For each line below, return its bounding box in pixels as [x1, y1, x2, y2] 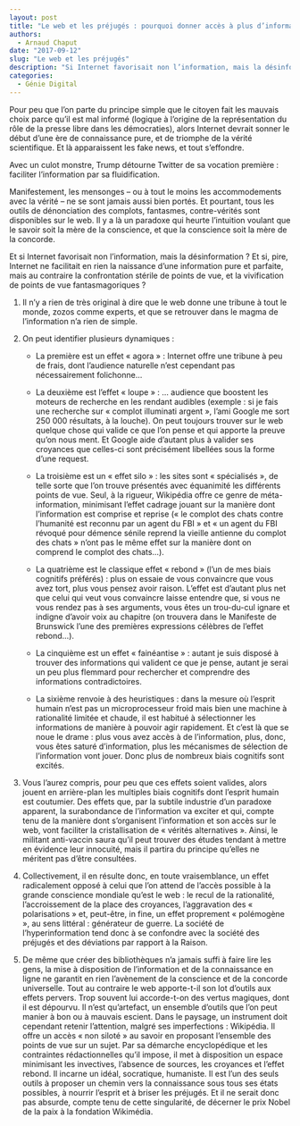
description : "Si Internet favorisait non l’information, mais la [9, 63, 262, 72]
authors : [9, 29, 42, 38]
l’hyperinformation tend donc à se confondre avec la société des [21, 927, 261, 938]
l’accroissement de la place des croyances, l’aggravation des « [21, 899, 253, 910]
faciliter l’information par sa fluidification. [9, 169, 161, 180]
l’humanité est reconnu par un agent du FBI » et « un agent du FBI [35, 517, 279, 528]
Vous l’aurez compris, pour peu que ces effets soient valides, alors [21, 777, 268, 787]
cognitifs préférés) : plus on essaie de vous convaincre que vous [35, 573, 274, 584]
